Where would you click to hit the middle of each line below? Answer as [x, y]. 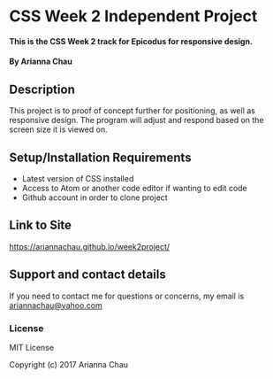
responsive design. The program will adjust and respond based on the [136, 120]
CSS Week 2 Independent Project [133, 16]
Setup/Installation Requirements [100, 157]
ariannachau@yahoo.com [56, 305]
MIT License [32, 347]
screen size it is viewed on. [58, 129]
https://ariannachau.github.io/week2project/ [90, 246]
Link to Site [41, 225]
